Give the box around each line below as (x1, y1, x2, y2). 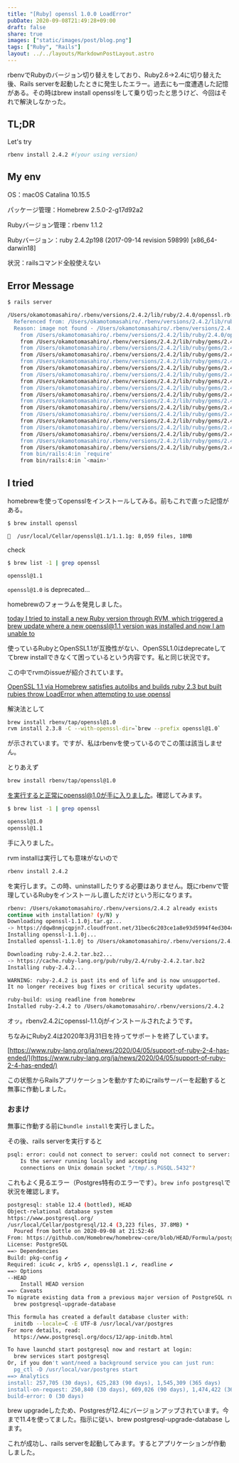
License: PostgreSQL (7, 1241, 69, 1249)
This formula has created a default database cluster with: (7, 1313, 190, 1321)
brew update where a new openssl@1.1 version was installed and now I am (7, 621, 225, 630)
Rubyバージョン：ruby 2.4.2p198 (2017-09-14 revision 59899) (7, 236, 190, 244)
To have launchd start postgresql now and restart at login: (7, 1346, 193, 1353)
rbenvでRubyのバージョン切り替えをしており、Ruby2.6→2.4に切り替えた (7, 71, 222, 79)
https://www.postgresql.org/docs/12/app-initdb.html (14, 1333, 174, 1340)
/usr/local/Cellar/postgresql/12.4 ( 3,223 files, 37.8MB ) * (7, 1221, 190, 1229)
